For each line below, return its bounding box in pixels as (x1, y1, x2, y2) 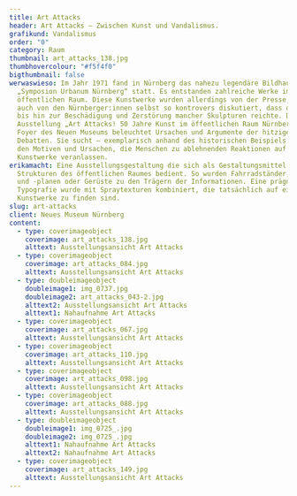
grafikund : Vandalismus (9, 29, 97, 38)
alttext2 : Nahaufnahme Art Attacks (25, 448, 156, 458)
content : (9, 218, 42, 227)
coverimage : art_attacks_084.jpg (25, 260, 148, 269)
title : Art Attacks (9, 12, 81, 22)
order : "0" (9, 37, 49, 47)
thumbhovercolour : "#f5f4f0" (9, 63, 117, 72)
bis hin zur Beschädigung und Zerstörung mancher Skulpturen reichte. (17, 111, 283, 120)
